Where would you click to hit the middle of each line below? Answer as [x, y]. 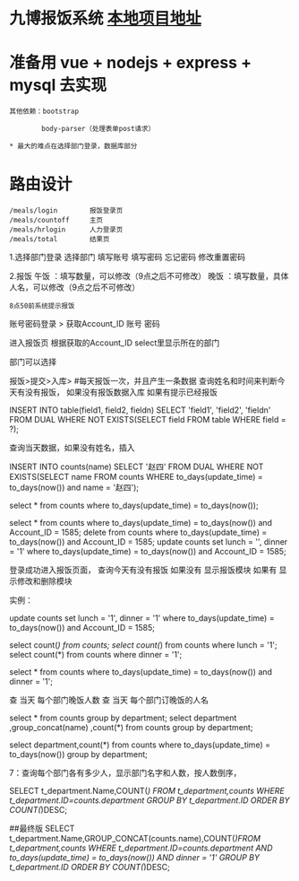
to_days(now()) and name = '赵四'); [74, 488]
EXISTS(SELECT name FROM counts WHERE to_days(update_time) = [137, 477]
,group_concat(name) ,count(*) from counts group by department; [131, 728]
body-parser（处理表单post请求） [98, 129]
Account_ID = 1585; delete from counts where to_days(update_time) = [138, 532]
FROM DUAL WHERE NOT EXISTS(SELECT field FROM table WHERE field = [148, 420]
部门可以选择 [33, 362]
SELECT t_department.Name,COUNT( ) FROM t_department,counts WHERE [147, 791]
